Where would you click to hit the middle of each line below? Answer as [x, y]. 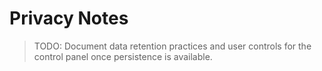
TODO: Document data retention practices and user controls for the [172, 46]
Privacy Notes [69, 18]
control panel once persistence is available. [123, 56]
